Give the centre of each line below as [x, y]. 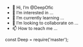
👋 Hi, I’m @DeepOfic [33, 8]
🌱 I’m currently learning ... [38, 18]
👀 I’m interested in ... [33, 13]
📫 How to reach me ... [35, 28]
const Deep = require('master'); [37, 39]
